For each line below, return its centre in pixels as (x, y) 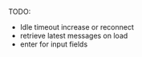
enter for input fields (54, 44)
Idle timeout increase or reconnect (77, 27)
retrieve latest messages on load (74, 36)
